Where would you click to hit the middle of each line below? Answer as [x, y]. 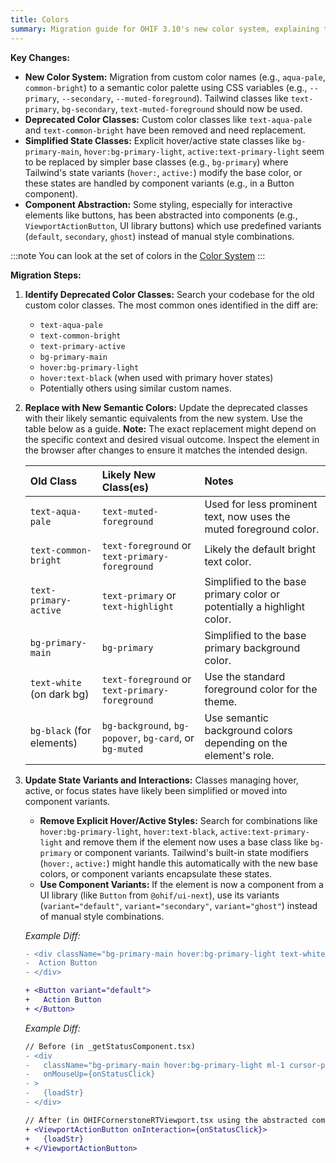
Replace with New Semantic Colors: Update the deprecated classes [166, 407]
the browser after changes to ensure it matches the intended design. [166, 450]
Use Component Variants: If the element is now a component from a [181, 884]
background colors [248, 730]
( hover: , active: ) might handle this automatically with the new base [178, 863]
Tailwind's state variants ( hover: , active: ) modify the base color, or [163, 172]
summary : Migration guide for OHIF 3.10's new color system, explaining [165, 29]
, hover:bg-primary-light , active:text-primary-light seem [201, 151]
